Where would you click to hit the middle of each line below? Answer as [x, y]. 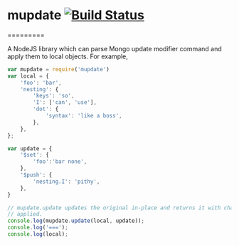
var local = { [28, 76]
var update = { [30, 148]
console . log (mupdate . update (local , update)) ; [76, 221]
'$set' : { [35, 155]
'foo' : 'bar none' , [60, 162]
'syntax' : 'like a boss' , [84, 116]
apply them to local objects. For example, [68, 56]
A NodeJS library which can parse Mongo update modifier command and [115, 48]
